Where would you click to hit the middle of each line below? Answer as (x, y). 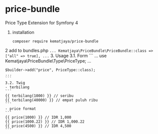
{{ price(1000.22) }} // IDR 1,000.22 (45, 122)
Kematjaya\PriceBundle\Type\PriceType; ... (48, 61)
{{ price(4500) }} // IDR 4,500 (38, 126)
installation (23, 32)
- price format (21, 109)
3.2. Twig (15, 83)
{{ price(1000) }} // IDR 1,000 (38, 117)
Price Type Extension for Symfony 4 (42, 23)
